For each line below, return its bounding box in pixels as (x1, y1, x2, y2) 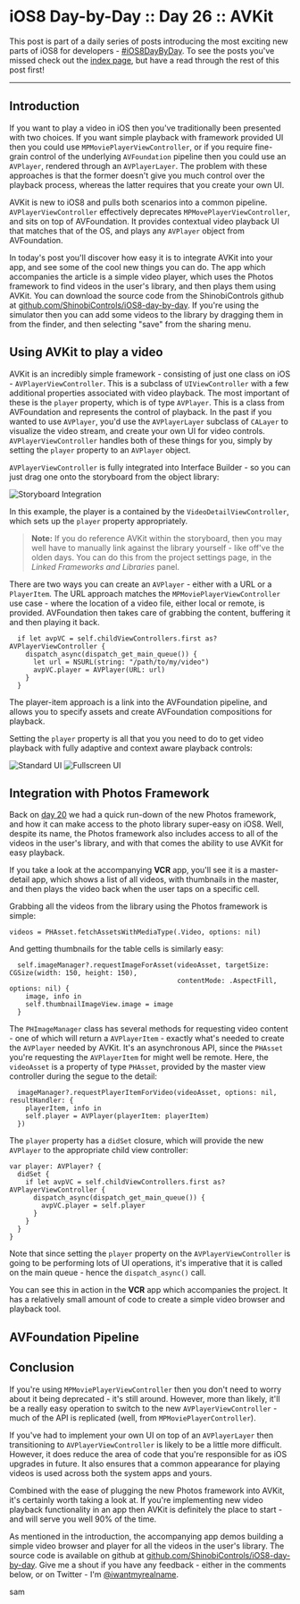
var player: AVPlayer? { (9, 1162, 102, 1171)
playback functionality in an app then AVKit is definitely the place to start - (9, 1504, 283, 1515)
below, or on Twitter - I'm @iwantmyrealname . (9, 1568, 179, 1580)
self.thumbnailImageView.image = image (25, 1000, 174, 1009)
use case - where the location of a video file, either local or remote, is (9, 598, 265, 608)
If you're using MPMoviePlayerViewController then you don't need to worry (9, 1384, 282, 1395)
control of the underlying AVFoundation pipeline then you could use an (29, 150, 287, 162)
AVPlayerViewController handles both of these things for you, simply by (9, 435, 273, 446)
